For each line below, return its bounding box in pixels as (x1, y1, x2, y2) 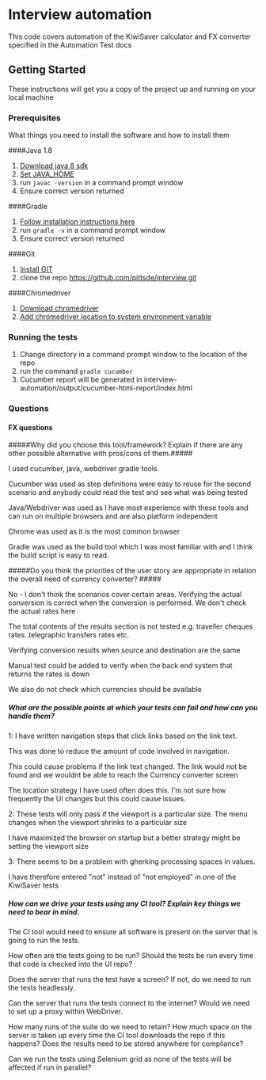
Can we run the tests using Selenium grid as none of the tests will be (8, 1055, 232, 1064)
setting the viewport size (8, 842, 89, 851)
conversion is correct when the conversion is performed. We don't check (8, 598, 247, 607)
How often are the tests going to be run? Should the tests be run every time (8, 951, 254, 960)
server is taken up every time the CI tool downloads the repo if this (8, 1031, 226, 1040)
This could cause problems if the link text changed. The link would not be (8, 762, 248, 771)
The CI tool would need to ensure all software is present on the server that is (8, 927, 258, 937)
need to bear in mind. (8, 907, 80, 917)
